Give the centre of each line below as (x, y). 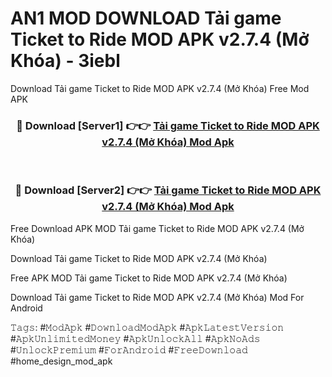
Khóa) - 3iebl (65, 61)
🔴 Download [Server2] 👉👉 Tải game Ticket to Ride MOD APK (168, 190)
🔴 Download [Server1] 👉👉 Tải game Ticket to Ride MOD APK (168, 125)
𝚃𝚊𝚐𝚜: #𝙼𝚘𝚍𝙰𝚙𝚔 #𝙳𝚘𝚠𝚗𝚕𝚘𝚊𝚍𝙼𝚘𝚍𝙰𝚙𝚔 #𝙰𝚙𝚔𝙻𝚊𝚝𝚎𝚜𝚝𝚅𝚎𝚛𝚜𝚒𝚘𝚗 (147, 327)
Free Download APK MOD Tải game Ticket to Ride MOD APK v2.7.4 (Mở (157, 228)
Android (26, 308)
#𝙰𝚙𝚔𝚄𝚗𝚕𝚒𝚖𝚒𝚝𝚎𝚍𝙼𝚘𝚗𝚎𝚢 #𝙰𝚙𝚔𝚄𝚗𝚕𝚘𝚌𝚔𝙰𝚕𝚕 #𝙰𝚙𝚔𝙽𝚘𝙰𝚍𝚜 (135, 338)
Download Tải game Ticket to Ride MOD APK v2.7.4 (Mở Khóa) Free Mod (160, 88)
